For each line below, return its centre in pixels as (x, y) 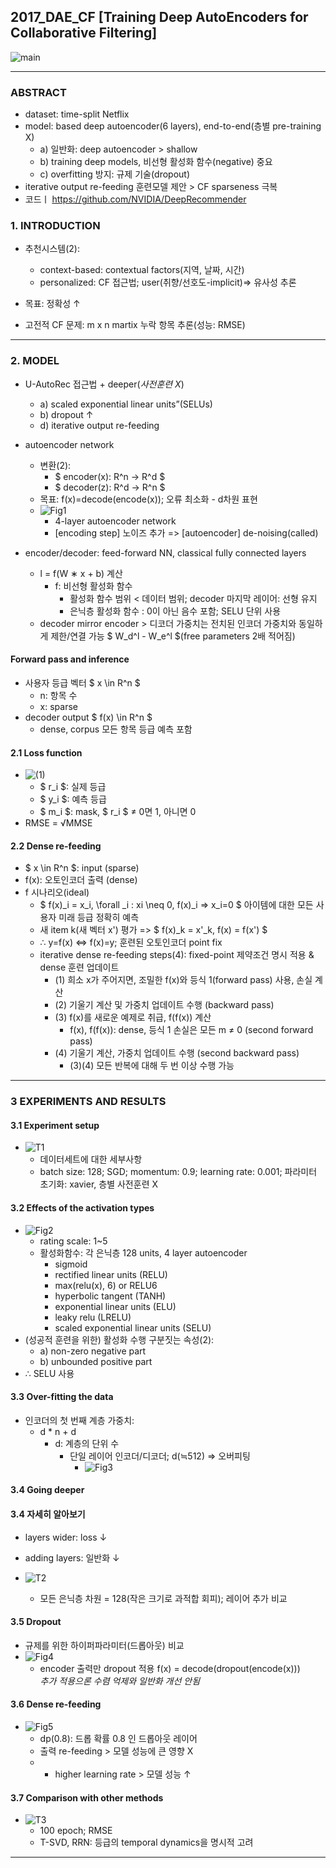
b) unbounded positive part (96, 1361)
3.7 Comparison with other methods (87, 1797)
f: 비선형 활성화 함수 (93, 586)
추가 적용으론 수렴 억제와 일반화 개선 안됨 (120, 1681)
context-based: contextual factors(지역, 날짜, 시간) (142, 270)
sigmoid (71, 1264)
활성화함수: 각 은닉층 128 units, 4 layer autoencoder (143, 1252)
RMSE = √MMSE (58, 823)
